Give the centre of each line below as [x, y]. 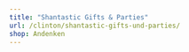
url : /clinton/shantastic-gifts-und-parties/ [94, 26]
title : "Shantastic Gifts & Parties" [79, 17]
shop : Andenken [37, 33]
